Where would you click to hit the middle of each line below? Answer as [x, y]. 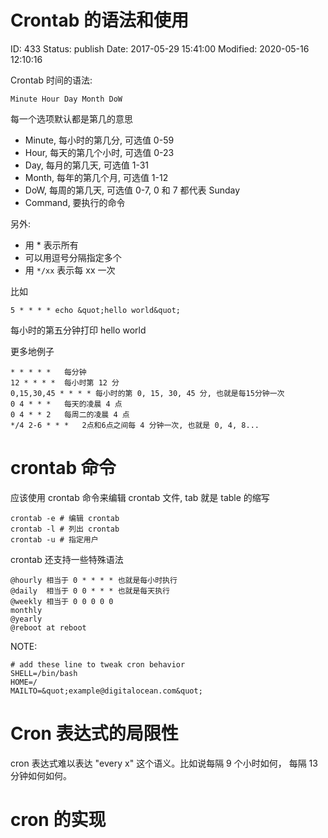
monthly [26, 610]
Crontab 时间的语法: [51, 80]
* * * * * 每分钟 [48, 372]
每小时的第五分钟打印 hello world [78, 330]
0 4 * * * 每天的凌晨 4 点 [66, 404]
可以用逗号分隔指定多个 [73, 257]
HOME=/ [24, 682]
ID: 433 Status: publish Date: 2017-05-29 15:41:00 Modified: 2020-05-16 [160, 48]
